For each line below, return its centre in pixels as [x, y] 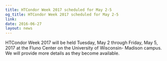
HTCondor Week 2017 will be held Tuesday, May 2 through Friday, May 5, [82, 42]
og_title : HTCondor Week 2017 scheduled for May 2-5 [62, 14]
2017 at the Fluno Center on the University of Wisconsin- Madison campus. [83, 48]
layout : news [19, 28]
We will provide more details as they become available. [62, 53]
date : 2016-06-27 [24, 24]
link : [11, 19]
